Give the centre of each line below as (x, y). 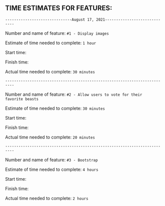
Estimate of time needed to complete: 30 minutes (55, 108)
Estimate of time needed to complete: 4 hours (52, 169)
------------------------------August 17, (50, 19)
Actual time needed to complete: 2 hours (47, 198)
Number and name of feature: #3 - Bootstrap (52, 160)
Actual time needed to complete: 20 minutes (50, 137)
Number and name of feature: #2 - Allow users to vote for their (74, 94)
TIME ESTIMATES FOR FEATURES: (59, 8)
